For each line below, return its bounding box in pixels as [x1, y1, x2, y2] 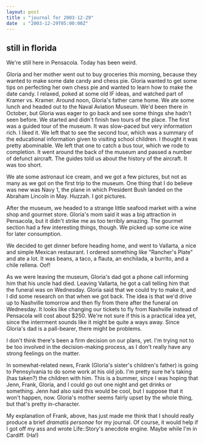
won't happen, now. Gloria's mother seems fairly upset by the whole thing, [6, 394, 193, 401]
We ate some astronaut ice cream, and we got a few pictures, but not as [6, 173, 187, 180]
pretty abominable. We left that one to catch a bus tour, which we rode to [6, 142, 190, 149]
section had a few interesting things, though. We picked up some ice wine [6, 224, 192, 231]
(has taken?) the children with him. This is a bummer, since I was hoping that [6, 375, 199, 382]
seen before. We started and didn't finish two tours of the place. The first [6, 116, 190, 124]
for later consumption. [6, 230, 62, 238]
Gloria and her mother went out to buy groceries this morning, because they [6, 71, 197, 78]
